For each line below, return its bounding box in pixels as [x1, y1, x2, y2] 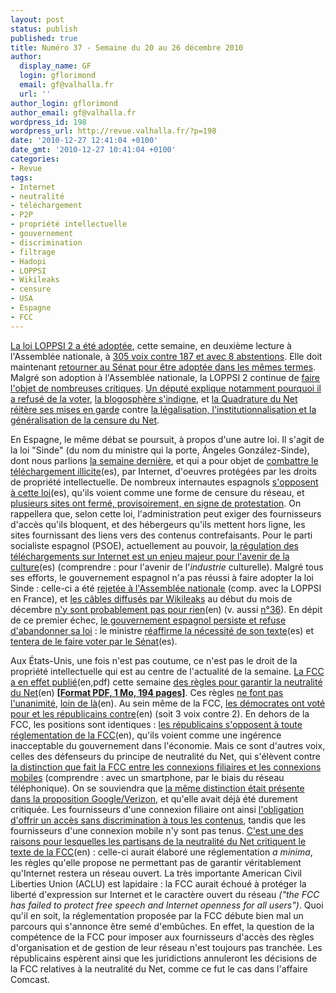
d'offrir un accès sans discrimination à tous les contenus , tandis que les [10, 814, 307, 826]
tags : [10, 172, 33, 183]
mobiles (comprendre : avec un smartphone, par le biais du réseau [10, 771, 285, 783]
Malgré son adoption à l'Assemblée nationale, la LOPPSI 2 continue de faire [10, 371, 320, 383]
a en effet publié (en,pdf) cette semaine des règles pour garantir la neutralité [10, 676, 323, 688]
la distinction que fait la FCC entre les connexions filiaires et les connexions [10, 761, 322, 773]
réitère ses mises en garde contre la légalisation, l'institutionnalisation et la [10, 403, 317, 415]
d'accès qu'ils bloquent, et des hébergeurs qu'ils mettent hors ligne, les [10, 518, 306, 530]
